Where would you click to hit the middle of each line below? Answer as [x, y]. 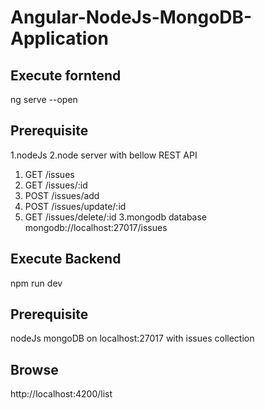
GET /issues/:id [56, 185]
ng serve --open [44, 99]
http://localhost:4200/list [61, 394]
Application [59, 38]
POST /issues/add [62, 195]
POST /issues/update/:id [75, 206]
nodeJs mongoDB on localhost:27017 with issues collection [132, 338]
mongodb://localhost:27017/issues [96, 227]
